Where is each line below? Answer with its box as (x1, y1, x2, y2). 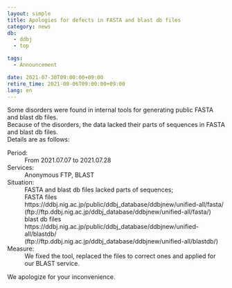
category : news (7, 23, 51, 30)
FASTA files (24, 193, 57, 201)
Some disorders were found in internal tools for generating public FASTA (7, 105, 214, 115)
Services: (7, 164, 35, 172)
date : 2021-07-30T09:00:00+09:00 (7, 74, 104, 81)
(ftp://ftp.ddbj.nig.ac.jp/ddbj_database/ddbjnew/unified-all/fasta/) (24, 207, 211, 216)
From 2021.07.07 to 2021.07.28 (24, 156, 111, 164)
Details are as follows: (7, 135, 71, 144)
